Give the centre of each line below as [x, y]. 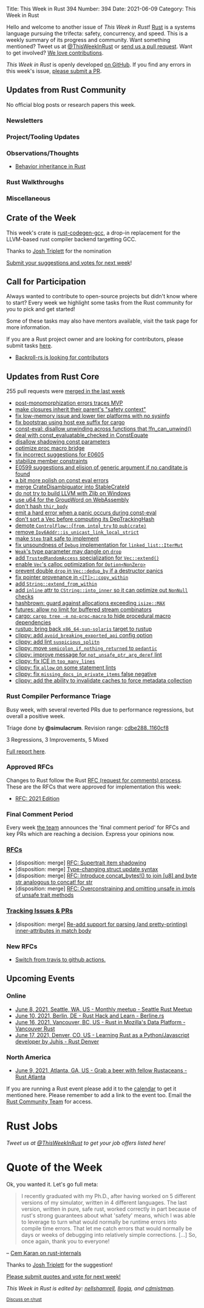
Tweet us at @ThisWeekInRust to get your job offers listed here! [86, 1143]
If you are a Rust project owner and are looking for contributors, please [95, 339]
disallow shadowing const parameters [63, 442]
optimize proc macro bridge [50, 448]
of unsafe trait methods [44, 895]
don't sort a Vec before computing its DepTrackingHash [85, 519]
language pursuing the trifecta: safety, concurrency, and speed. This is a [97, 33]
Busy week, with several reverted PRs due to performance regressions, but [100, 710]
